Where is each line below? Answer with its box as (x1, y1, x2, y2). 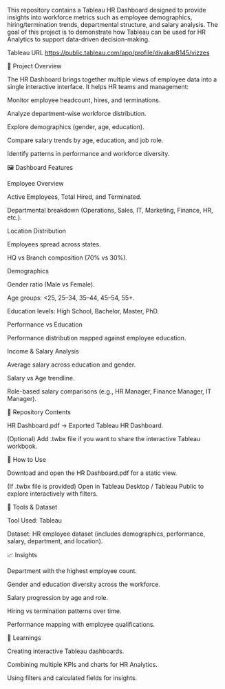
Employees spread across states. (7, 240, 101, 248)
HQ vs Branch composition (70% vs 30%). (7, 253, 127, 262)
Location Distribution (7, 227, 67, 235)
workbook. (7, 442, 38, 450)
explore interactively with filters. (7, 489, 98, 498)
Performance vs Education (7, 320, 83, 329)
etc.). (7, 213, 22, 222)
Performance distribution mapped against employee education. (7, 334, 186, 342)
